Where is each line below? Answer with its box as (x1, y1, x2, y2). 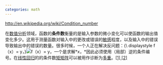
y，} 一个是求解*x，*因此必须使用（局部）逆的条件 (19, 49, 146, 54)
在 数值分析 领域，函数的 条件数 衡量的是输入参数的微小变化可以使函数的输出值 (5, 30, 158, 36)
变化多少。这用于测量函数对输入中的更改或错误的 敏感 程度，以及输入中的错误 (5, 36, 158, 42)
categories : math (5, 7, 40, 12)
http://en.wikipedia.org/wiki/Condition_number (5, 20, 98, 26)
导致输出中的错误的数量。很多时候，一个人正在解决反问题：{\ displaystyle (5, 42, 153, 49)
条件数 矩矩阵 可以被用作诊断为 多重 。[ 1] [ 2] (43, 54, 128, 61)
